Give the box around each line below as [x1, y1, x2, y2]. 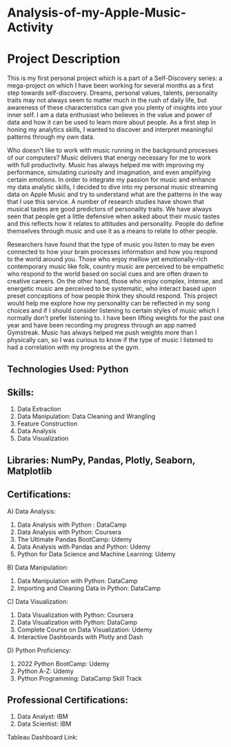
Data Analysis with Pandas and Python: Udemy [17, 542, 151, 551]
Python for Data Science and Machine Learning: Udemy [17, 549, 176, 558]
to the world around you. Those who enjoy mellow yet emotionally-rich [7, 255, 208, 263]
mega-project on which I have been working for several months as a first [7, 82, 214, 90]
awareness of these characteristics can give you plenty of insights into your [7, 104, 223, 112]
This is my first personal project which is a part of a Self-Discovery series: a [7, 74, 223, 82]
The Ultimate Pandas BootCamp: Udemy [17, 535, 132, 543]
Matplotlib [7, 465, 52, 477]
